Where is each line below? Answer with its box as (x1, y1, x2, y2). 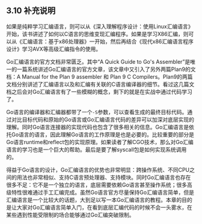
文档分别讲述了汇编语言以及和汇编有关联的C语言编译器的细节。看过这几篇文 (6, 80, 195, 88)
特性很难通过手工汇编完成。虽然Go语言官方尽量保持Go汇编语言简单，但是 (11, 189, 194, 196)
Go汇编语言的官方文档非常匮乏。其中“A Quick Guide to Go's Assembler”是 (6, 58, 191, 65)
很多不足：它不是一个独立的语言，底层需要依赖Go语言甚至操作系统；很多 (6, 181, 188, 188)
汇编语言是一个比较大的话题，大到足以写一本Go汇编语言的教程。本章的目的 (6, 196, 192, 203)
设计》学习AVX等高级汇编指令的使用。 (6, 45, 101, 52)
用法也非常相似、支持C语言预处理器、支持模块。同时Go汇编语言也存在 (16, 174, 191, 181)
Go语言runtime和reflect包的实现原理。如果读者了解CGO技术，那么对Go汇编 (6, 138, 194, 145)
